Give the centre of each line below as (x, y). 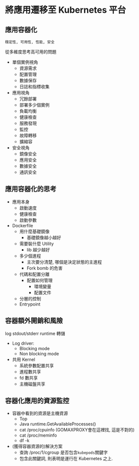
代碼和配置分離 (34, 274)
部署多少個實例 (34, 105)
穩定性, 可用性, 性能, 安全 (30, 42)
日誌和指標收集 (34, 87)
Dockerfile (22, 225)
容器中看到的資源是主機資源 (40, 413)
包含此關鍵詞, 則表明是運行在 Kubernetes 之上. (66, 459)
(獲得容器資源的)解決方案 (37, 446)
